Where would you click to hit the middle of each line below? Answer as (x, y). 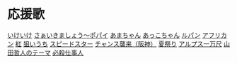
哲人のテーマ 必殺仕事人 (48, 52)
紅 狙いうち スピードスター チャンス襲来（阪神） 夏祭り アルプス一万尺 (119, 43)
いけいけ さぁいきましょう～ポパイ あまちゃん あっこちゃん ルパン (104, 35)
